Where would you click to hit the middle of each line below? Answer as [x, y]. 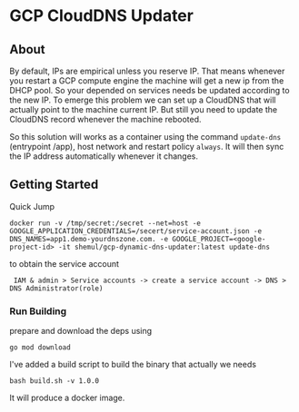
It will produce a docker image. [67, 398]
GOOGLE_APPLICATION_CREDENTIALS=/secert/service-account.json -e [135, 231]
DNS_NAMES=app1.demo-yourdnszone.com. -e [89, 239]
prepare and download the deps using [81, 331]
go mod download [40, 348]
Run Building [38, 311]
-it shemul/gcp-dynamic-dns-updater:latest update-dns [164, 247]
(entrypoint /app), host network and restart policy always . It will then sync [147, 147]
